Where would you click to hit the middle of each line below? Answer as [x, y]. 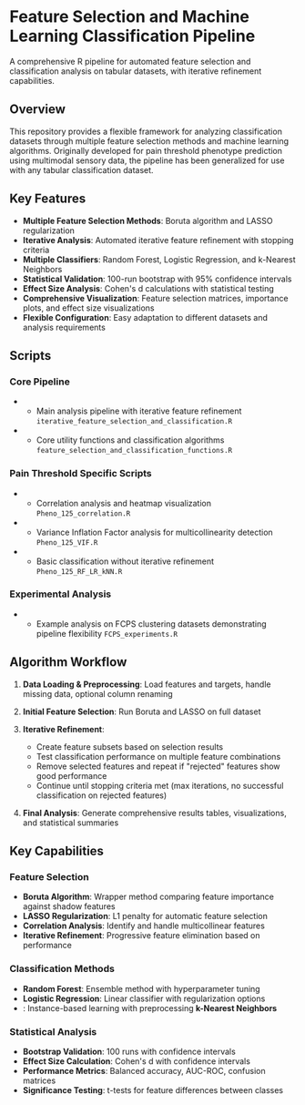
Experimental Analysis [61, 594]
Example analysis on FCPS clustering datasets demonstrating [151, 624]
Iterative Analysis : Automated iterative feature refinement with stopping [158, 240]
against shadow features [69, 906]
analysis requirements [64, 327]
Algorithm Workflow [68, 662]
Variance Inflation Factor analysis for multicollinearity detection [154, 532]
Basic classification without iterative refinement [125, 561]
